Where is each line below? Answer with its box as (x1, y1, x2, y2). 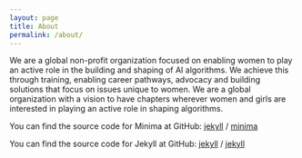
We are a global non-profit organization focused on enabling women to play (9, 55, 293, 66)
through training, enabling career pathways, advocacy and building (9, 74, 261, 85)
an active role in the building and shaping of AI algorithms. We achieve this (9, 64, 289, 75)
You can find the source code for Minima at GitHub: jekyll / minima (9, 121, 258, 132)
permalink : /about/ (9, 30, 84, 39)
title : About (9, 22, 59, 31)
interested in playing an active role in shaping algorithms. (9, 104, 224, 114)
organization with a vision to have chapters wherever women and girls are (9, 94, 287, 104)
